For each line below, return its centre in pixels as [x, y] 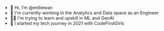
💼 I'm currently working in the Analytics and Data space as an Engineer [84, 13]
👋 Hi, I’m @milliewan [31, 8]
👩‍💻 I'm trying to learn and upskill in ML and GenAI [62, 18]
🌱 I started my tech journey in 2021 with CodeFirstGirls [67, 23]
